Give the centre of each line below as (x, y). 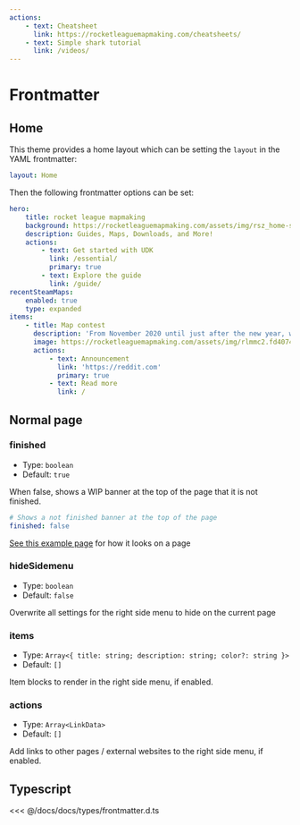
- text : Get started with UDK (97, 251)
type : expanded (54, 309)
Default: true (46, 474)
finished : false (39, 526)
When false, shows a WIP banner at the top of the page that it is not (134, 491)
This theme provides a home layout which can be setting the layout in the (145, 149)
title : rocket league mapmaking (85, 217)
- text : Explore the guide (92, 276)
